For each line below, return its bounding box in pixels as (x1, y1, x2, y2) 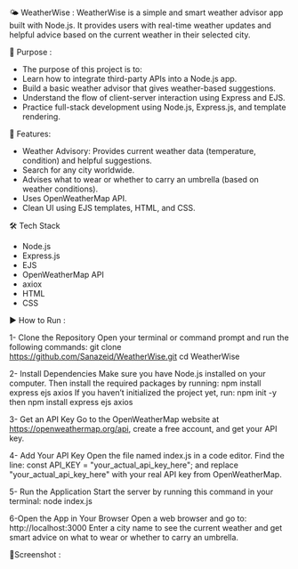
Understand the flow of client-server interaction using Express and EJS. (21, 93, 286, 102)
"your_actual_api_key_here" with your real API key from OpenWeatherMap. (9, 469, 282, 479)
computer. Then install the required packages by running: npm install (9, 378, 262, 388)
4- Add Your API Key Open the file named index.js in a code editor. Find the (9, 451, 285, 460)
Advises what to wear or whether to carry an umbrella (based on (21, 175, 260, 184)
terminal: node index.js (9, 496, 93, 506)
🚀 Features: (9, 128, 52, 139)
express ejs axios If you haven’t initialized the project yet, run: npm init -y (9, 387, 278, 398)
